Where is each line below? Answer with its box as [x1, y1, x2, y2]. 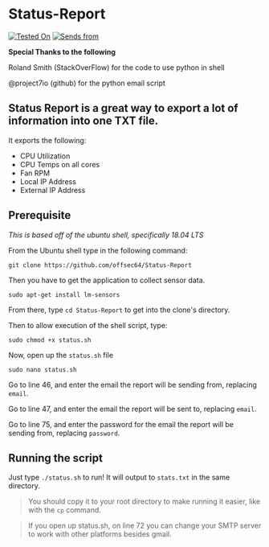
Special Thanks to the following [8, 47, 116, 56]
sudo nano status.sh [8, 365, 78, 374]
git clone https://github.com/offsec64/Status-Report [8, 261, 193, 269]
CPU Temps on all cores [19, 159, 100, 169]
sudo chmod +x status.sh [8, 335, 92, 344]
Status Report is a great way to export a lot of [8, 101, 238, 115]
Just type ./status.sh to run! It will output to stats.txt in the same [8, 472, 230, 483]
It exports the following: [8, 135, 87, 145]
